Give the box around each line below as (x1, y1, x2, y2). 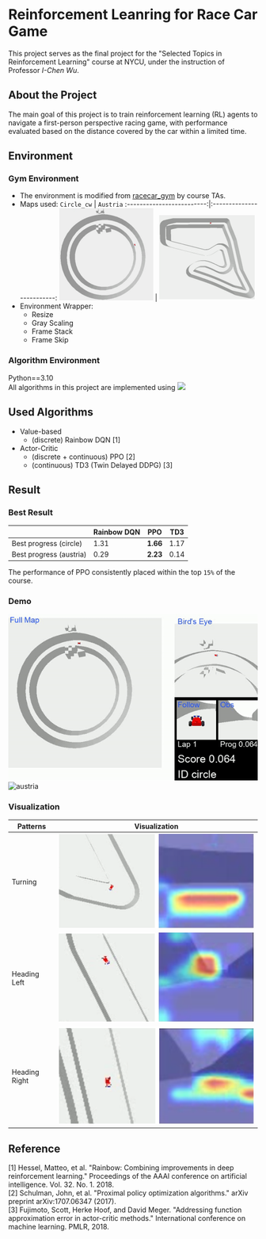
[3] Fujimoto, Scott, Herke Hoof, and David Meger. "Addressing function (8, 1205, 242, 1214)
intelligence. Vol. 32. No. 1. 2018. (8, 1180, 115, 1190)
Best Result (8, 507, 53, 518)
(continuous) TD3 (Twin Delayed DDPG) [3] (31, 460, 173, 469)
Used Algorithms (8, 406, 93, 419)
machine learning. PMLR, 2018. (8, 1222, 109, 1232)
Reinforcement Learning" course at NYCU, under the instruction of (8, 57, 226, 67)
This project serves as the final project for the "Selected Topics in (8, 48, 222, 58)
